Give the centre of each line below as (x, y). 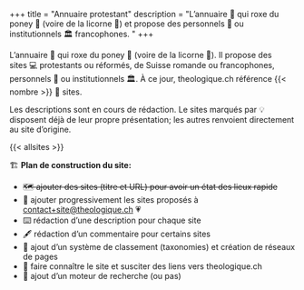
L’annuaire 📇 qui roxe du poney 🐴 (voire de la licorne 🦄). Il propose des (141, 55)
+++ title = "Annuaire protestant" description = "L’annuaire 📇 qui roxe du (144, 14)
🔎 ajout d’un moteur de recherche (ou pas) (102, 276)
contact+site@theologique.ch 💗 (82, 210)
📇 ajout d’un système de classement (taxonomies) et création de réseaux (159, 247)
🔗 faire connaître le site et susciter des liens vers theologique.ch (142, 266)
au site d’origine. (40, 129)
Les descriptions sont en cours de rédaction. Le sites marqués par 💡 (137, 110)
